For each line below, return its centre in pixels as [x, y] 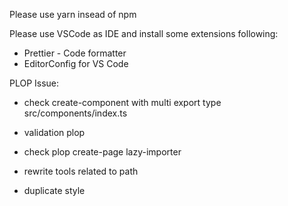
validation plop [54, 132]
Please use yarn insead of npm [73, 14]
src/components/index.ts [75, 113]
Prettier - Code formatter [75, 53]
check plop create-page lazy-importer [102, 152]
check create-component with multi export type [122, 102]
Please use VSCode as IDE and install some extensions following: [144, 33]
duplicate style [54, 190]
